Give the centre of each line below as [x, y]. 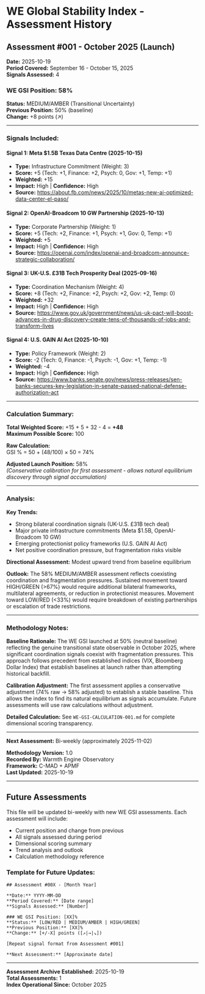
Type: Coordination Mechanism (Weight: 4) [70, 286]
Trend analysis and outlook [49, 850]
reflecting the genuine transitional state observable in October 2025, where [101, 648]
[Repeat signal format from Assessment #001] [65, 944]
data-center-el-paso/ [42, 199]
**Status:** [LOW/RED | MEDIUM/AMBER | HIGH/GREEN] [73, 922]
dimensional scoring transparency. [50, 723]
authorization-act [37, 392]
